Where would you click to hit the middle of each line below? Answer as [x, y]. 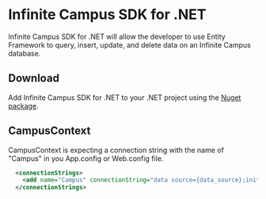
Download [34, 78]
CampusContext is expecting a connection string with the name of [116, 150]
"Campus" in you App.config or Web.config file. [86, 158]
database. [25, 53]
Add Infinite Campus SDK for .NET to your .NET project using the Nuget [125, 98]
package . [23, 105]
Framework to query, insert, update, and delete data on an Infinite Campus [129, 44]
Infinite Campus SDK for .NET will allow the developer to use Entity [117, 36]
